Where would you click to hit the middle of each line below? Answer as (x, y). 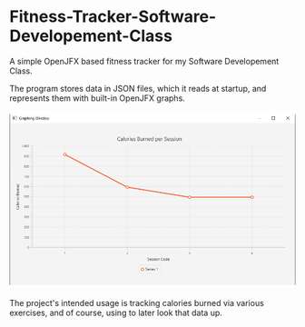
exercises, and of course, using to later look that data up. (116, 312)
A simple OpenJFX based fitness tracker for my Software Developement (144, 61)
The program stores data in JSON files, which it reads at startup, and (138, 88)
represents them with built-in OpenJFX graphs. (98, 98)
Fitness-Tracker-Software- (113, 17)
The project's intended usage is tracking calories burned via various (137, 302)
